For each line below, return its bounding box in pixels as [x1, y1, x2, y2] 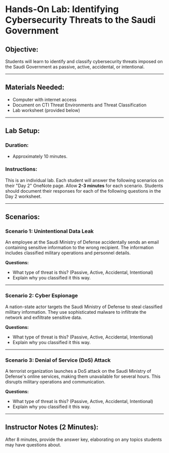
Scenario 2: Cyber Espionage [5, 292, 78, 299]
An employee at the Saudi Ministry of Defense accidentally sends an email [5, 239, 159, 245]
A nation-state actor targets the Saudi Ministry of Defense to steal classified [5, 304, 162, 310]
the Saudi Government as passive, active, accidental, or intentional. [5, 64, 145, 70]
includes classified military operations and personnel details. [5, 250, 131, 256]
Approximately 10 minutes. [12, 153, 68, 159]
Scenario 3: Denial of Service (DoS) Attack [5, 357, 111, 364]
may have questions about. [5, 441, 61, 447]
